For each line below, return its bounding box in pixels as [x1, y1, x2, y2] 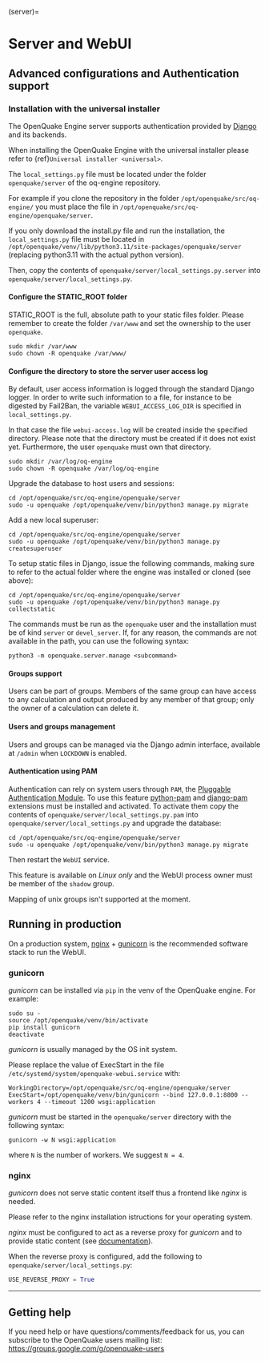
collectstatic [8, 605, 56, 613]
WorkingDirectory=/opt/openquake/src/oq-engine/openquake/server [8, 1084, 231, 1092]
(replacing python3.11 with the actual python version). [8, 250, 184, 259]
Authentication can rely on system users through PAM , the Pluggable [8, 784, 231, 793]
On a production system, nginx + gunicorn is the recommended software [8, 938, 248, 948]
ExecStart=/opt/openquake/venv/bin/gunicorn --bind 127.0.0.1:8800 [8, 1091, 239, 1099]
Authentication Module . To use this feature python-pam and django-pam [8, 793, 248, 802]
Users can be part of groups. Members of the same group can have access [8, 686, 257, 696]
